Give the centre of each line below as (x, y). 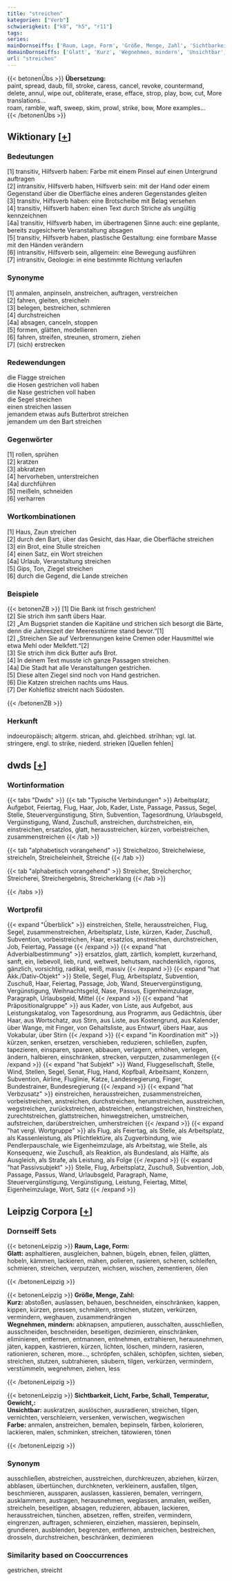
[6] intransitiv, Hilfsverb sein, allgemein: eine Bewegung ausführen (102, 253)
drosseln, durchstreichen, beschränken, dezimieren (80, 1537)
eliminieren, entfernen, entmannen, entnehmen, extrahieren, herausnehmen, (116, 1339)
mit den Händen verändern (46, 245)
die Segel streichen (35, 399)
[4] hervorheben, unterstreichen (53, 477)
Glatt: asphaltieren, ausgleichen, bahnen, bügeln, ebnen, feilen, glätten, (109, 1253)
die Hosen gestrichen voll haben (53, 385)
